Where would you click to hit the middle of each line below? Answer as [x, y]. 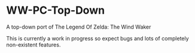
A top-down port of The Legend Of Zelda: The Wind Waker [79, 27]
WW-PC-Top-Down [56, 10]
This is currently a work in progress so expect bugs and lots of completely [98, 38]
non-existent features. [33, 45]
